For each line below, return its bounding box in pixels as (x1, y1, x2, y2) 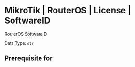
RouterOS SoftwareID (4, 31, 47, 37)
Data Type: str (4, 40, 34, 46)
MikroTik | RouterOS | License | (4, 5, 131, 16)
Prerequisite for (4, 54, 53, 63)
